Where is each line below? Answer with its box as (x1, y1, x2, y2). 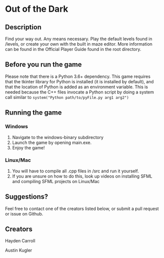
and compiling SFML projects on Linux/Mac (12, 178, 100, 184)
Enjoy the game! (12, 144, 45, 150)
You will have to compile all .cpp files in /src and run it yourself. (12, 168, 139, 174)
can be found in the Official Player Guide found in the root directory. (5, 47, 142, 52)
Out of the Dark (5, 3, 68, 15)
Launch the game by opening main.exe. (12, 140, 92, 145)
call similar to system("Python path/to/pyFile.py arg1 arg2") (5, 94, 129, 100)
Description (5, 23, 41, 31)
